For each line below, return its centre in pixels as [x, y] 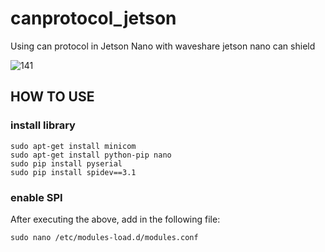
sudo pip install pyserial [66, 163]
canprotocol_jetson [93, 18]
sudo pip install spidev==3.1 [73, 172]
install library [43, 125]
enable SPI [36, 197]
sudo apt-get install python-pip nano [91, 155]
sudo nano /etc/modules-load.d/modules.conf [104, 237]
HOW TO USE [52, 97]
